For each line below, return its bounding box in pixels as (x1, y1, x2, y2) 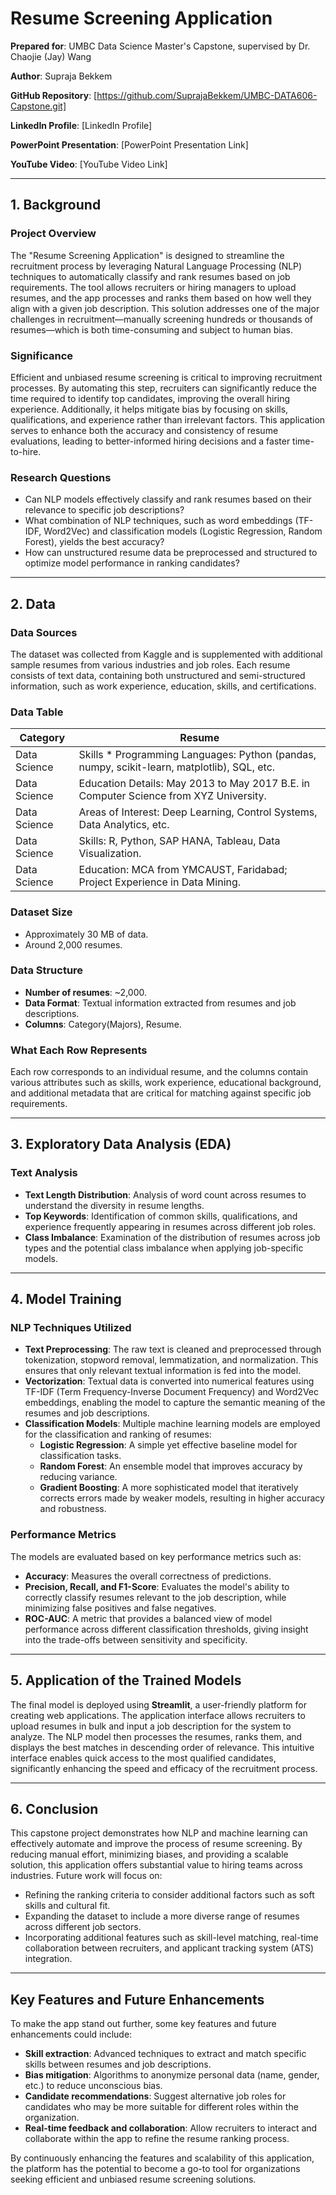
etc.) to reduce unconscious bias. (24, 2080, 163, 2092)
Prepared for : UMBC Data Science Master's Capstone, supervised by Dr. (10, 40, 311, 52)
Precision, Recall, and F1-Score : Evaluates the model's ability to (24, 1580, 290, 1592)
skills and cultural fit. (24, 1900, 111, 1912)
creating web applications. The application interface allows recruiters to (10, 1709, 306, 1721)
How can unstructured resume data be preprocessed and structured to (24, 547, 318, 559)
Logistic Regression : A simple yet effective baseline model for (39, 1439, 298, 1451)
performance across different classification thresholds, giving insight (24, 1623, 309, 1635)
